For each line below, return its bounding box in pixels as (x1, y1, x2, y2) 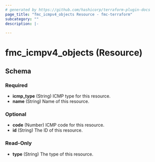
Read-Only (5, 140, 32, 147)
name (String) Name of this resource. (12, 98, 90, 104)
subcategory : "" (5, 16, 39, 21)
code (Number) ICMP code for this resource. (12, 122, 105, 128)
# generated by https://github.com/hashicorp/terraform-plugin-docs (5, 7, 151, 12)
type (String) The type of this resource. (12, 151, 94, 157)
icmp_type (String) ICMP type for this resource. (12, 93, 111, 99)
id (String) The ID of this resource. (12, 127, 83, 133)
